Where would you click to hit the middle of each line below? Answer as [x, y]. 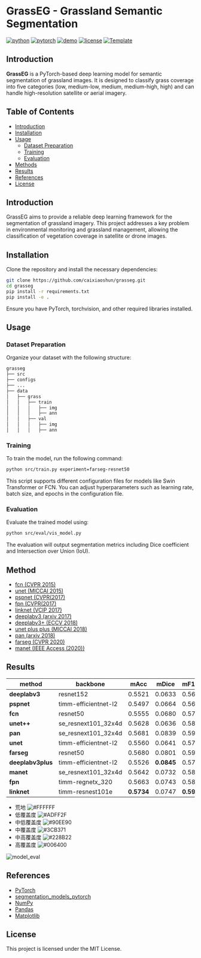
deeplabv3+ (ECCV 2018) [46, 623]
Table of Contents [40, 112]
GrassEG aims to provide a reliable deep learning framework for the [89, 217]
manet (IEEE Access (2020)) [50, 648]
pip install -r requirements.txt [48, 291]
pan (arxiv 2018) [35, 636]
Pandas [24, 909]
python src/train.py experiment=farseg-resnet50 [68, 469]
